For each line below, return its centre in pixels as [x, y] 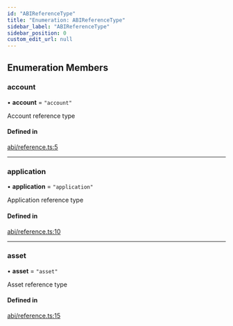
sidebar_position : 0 [37, 33]
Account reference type [41, 116]
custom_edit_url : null [40, 40]
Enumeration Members [58, 68]
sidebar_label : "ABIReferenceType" [59, 26]
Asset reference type [37, 284]
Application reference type [45, 200]
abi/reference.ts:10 [34, 231]
